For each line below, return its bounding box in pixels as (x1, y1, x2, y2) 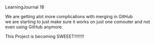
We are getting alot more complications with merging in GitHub (5, 14, 133, 19)
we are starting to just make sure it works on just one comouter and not (5, 19, 151, 24)
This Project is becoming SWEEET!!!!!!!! (5, 34, 85, 39)
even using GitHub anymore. (5, 24, 63, 30)
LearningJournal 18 (5, 4, 44, 10)
